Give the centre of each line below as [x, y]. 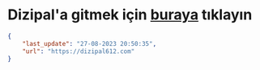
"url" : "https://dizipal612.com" [79, 51]
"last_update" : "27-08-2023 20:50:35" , [90, 43]
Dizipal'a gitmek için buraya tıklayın [130, 15]
